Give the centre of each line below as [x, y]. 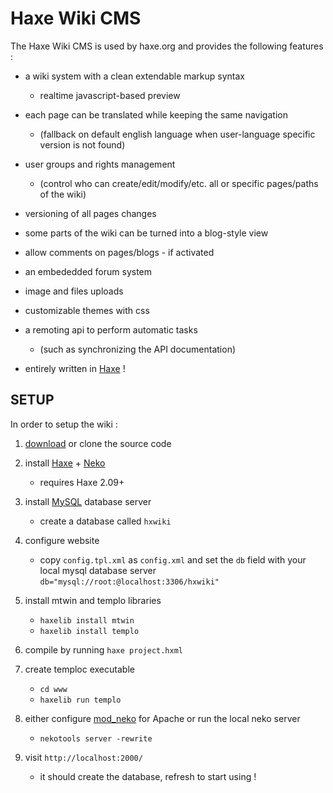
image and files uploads [74, 291]
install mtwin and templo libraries [93, 600]
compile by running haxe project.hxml [103, 649]
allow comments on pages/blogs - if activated [119, 252]
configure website [62, 540]
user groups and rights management [100, 164]
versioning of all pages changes [90, 213]
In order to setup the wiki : [64, 424]
